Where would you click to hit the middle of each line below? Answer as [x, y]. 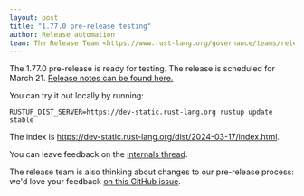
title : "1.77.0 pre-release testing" [81, 26]
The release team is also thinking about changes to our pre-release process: [152, 172]
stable [22, 120]
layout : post [34, 18]
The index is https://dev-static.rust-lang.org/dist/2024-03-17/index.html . [145, 137]
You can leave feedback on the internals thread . [99, 154]
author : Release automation [62, 34]
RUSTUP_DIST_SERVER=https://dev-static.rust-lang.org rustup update [141, 112]
